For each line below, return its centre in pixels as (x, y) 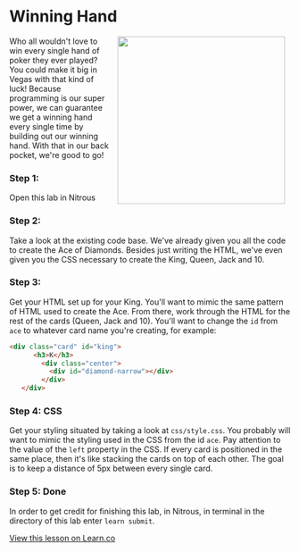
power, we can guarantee (56, 107)
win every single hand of (54, 50)
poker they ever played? (54, 60)
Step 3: (25, 282)
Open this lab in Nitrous (53, 197)
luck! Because (35, 88)
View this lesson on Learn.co (62, 538)
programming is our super (57, 98)
